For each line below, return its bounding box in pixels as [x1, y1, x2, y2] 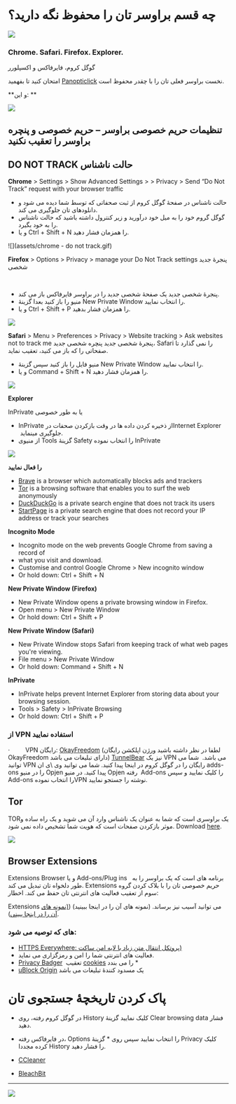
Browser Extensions [8, 855, 97, 867]
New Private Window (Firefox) [8, 584, 97, 593]
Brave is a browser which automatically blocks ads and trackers [18, 477, 202, 485]
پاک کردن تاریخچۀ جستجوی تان [8, 990, 167, 1006]
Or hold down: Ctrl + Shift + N [18, 571, 104, 579]
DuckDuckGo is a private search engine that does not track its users [18, 499, 216, 508]
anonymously [18, 492, 57, 500]
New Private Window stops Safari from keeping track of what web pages [18, 640, 228, 649]
